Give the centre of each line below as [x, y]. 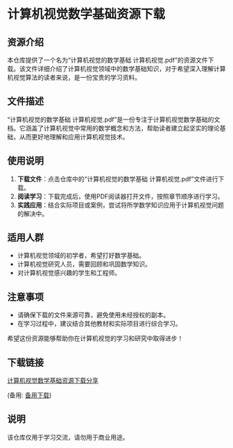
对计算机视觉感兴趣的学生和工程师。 [69, 273]
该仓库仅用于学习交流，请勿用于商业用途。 [68, 437]
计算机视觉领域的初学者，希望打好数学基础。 [81, 256]
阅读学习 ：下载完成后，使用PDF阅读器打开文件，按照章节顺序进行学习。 [120, 196]
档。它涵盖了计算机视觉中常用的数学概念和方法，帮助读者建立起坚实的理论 [113, 128]
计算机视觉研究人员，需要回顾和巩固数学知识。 [84, 264]
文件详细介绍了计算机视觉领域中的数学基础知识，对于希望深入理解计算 [126, 69]
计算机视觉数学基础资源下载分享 [53, 381]
